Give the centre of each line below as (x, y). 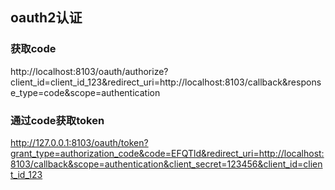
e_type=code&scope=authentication (85, 92)
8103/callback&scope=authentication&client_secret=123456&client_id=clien (166, 164)
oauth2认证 (46, 18)
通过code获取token (57, 120)
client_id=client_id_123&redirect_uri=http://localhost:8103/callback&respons (166, 82)
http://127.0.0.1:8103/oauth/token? (79, 142)
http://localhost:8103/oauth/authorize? (89, 71)
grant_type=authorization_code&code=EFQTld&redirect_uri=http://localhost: (167, 153)
